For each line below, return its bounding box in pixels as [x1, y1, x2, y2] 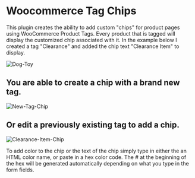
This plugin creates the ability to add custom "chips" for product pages [6, 24, 180, 31]
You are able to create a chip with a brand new [6, 78, 180, 88]
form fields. [6, 166, 34, 173]
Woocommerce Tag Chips [6, 4, 137, 18]
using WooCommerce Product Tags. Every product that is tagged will [6, 30, 175, 37]
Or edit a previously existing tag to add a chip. [6, 120, 180, 130]
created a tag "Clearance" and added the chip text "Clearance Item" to [6, 43, 180, 50]
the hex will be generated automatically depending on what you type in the [6, 160, 189, 167]
